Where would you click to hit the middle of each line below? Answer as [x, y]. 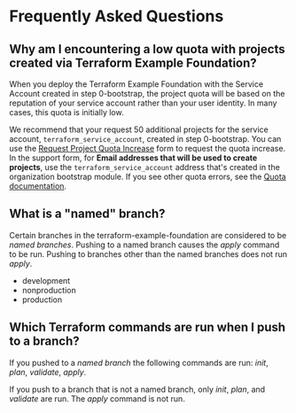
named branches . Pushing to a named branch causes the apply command [144, 245]
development [46, 280]
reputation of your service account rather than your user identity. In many [143, 103]
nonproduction [49, 290]
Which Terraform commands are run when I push [148, 327]
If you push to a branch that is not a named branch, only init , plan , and [137, 389]
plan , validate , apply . [48, 372]
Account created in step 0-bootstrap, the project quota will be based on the [147, 94]
